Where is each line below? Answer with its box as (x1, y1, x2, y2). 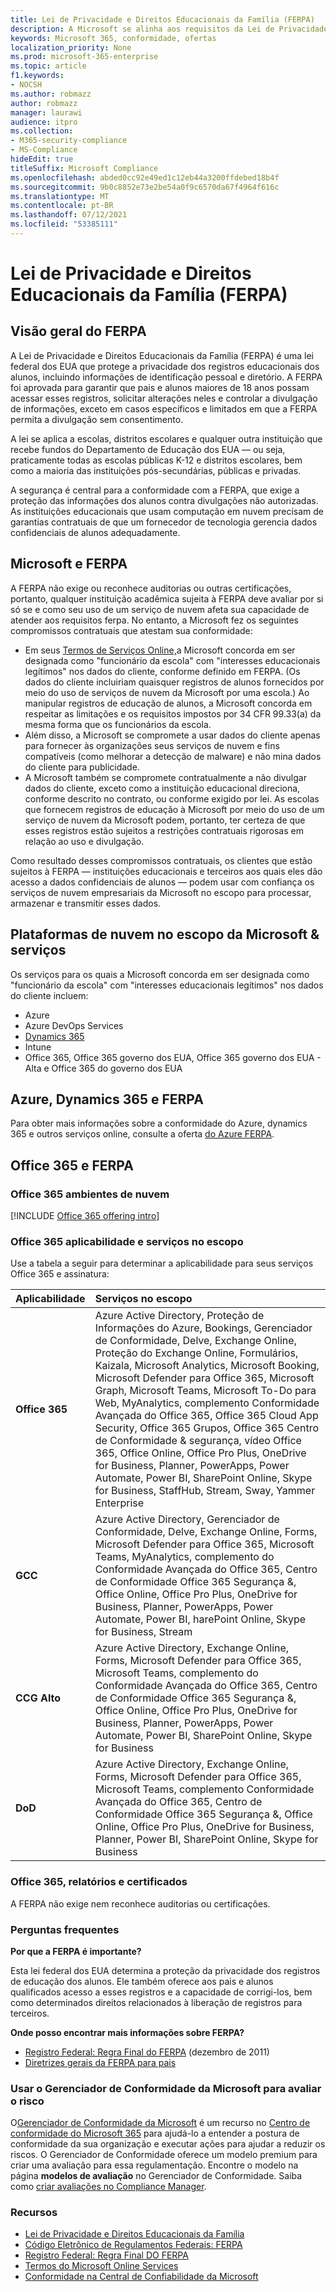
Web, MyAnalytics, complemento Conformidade (94, 1396, 320, 1410)
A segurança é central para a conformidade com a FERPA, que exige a (10, 484, 300, 496)
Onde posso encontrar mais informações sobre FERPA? (10, 2026, 245, 2038)
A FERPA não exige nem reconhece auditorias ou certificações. (10, 1897, 271, 1910)
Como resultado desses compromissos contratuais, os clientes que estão (10, 854, 313, 866)
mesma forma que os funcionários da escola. (24, 718, 212, 730)
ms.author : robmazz (10, 89, 92, 99)
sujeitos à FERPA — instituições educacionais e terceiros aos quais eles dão (10, 865, 323, 877)
